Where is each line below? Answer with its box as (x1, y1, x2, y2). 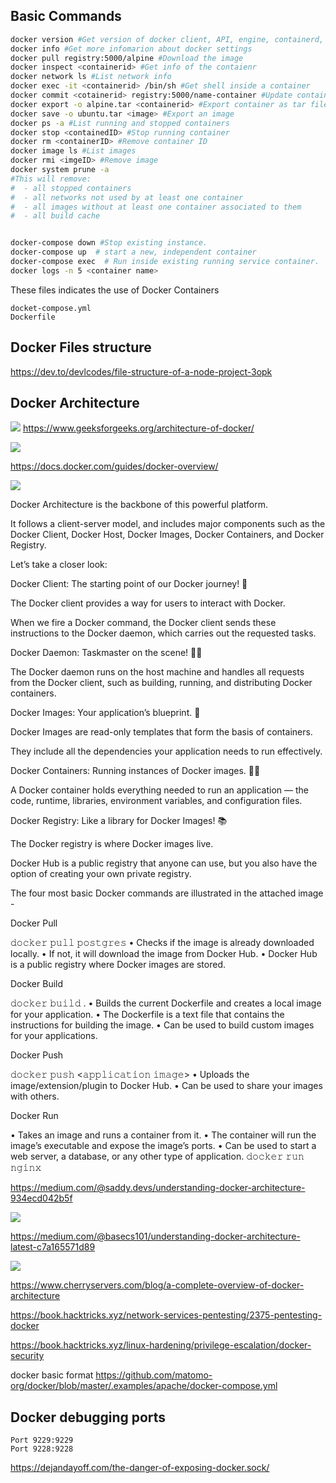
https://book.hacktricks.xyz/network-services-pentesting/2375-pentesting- (10, 1309, 323, 1321)
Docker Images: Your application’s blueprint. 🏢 (10, 707, 201, 719)
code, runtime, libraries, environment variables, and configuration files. (10, 795, 303, 807)
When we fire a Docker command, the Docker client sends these (10, 617, 277, 629)
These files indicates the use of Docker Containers (10, 284, 220, 296)
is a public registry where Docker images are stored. (10, 959, 226, 971)
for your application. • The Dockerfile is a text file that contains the (10, 1009, 285, 1021)
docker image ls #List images (10, 146, 137, 156)
